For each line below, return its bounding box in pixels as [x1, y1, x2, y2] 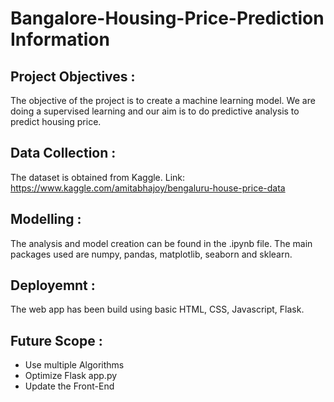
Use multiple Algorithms [24, 359, 125, 371]
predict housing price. [10, 116, 102, 127]
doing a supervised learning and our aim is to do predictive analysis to [10, 105, 300, 117]
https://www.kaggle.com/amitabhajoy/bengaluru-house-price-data [10, 182, 286, 194]
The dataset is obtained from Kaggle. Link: [10, 171, 186, 183]
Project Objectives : [10, 68, 136, 85]
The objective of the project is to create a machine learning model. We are [10, 95, 316, 106]
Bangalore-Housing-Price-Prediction [10, 7, 325, 30]
